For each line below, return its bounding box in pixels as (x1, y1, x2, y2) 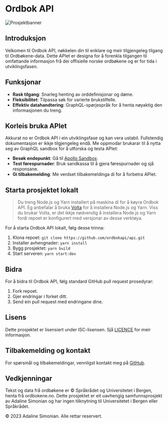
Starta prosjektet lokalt (5, 186, 79, 194)
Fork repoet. (12, 288, 38, 294)
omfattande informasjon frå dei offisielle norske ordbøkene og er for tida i (5, 58, 157, 64)
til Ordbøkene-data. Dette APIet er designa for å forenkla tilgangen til (5, 53, 147, 59)
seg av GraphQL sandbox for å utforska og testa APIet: (5, 146, 118, 152)
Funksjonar (5, 78, 42, 87)
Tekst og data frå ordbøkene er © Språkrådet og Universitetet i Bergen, (5, 387, 152, 393)
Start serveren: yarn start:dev (12, 251, 76, 257)
